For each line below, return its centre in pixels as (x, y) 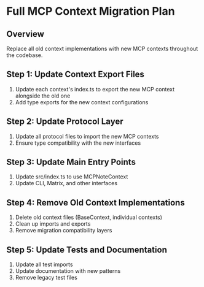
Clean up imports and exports (53, 224)
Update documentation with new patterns (68, 271)
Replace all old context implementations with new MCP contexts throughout (102, 48)
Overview (25, 34)
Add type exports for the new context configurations (82, 102)
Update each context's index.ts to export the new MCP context (95, 89)
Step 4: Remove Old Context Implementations (96, 203)
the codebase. (25, 55)
